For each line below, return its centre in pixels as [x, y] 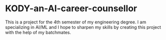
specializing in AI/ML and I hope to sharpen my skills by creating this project [83, 27]
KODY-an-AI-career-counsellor [71, 9]
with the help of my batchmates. [38, 32]
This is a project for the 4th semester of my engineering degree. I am [76, 22]
